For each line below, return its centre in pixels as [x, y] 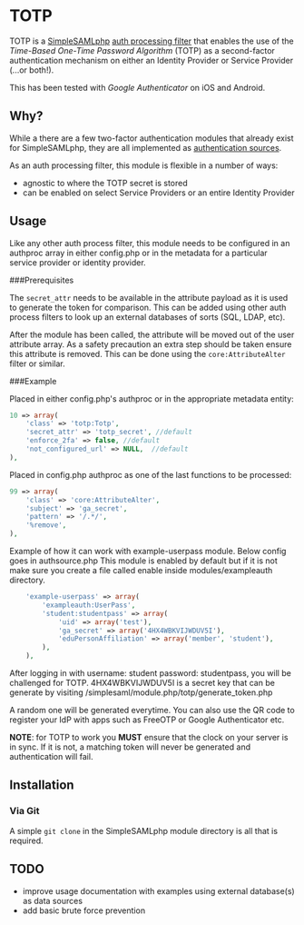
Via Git [25, 811]
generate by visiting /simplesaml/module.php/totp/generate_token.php [141, 692]
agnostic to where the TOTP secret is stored [105, 183]
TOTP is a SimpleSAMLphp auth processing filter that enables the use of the [152, 41]
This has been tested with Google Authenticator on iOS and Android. [137, 87]
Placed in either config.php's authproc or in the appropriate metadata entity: [152, 398]
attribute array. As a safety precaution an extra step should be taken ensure [151, 344]
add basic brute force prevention [84, 910]
